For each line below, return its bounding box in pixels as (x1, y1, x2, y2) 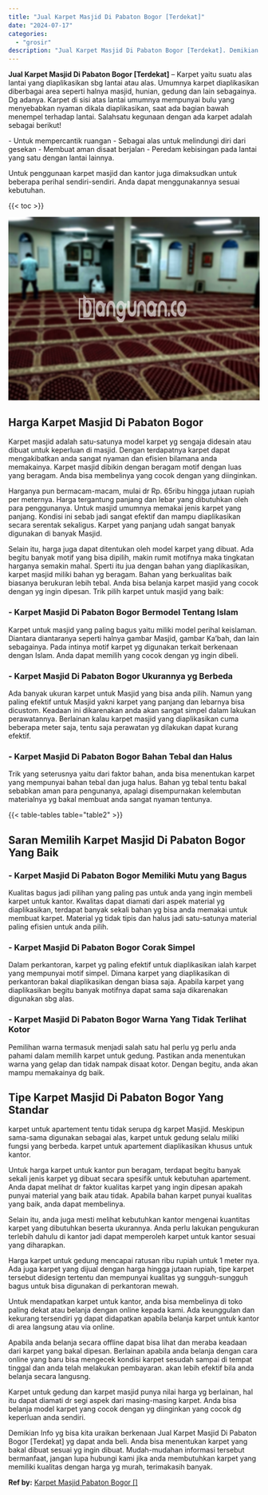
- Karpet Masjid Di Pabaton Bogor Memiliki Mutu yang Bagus (8, 870, 247, 881)
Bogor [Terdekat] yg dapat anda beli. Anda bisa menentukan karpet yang (8, 1437, 248, 1446)
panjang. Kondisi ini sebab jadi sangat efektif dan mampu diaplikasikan (8, 512, 241, 521)
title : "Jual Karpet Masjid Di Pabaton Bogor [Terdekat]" (8, 13, 205, 21)
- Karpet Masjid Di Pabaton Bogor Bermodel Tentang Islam (8, 607, 238, 618)
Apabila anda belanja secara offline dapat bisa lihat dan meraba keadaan (8, 1338, 247, 1347)
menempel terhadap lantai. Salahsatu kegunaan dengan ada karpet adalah (8, 112, 253, 122)
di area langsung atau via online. (8, 1322, 116, 1332)
